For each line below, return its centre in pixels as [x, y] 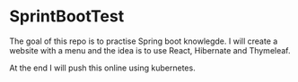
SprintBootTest [67, 16]
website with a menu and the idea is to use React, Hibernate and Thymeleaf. [150, 50]
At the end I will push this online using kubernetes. [102, 68]
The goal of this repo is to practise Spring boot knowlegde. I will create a [144, 41]
